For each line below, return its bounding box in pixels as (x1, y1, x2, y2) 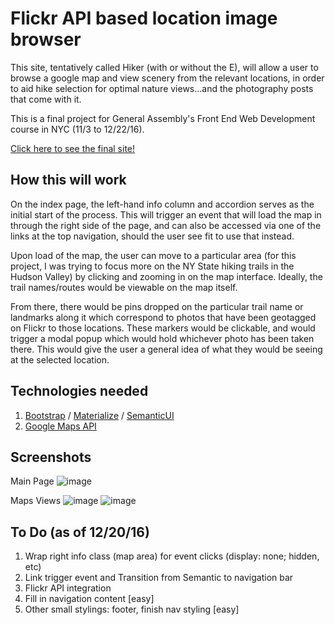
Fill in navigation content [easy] (24, 593, 155, 605)
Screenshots (10, 448, 92, 466)
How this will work (10, 172, 127, 189)
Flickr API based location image (10, 7, 278, 30)
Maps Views (10, 495, 62, 507)
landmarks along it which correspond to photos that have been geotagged (10, 311, 317, 323)
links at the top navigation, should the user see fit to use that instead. (10, 230, 295, 242)
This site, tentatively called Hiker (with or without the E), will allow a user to (10, 61, 319, 73)
